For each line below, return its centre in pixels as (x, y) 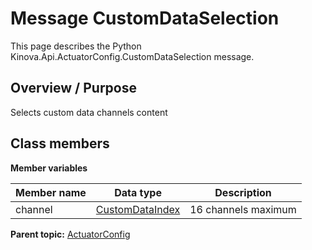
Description (243, 192)
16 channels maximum (243, 209)
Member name (51, 192)
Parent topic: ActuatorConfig (70, 234)
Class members (60, 143)
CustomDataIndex (138, 209)
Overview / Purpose (74, 88)
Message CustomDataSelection (145, 18)
